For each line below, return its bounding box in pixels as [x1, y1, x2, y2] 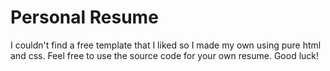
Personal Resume [10, 6, 159, 29]
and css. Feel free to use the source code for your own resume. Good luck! [10, 49, 320, 61]
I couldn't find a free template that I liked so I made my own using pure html [10, 39, 322, 51]
